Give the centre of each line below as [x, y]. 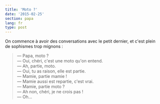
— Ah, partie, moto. [36, 66]
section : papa [19, 18]
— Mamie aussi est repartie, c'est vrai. [55, 82]
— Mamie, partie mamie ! [42, 76]
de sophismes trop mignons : [34, 46]
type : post [16, 28]
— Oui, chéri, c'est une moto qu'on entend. [60, 61]
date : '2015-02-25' [25, 14]
